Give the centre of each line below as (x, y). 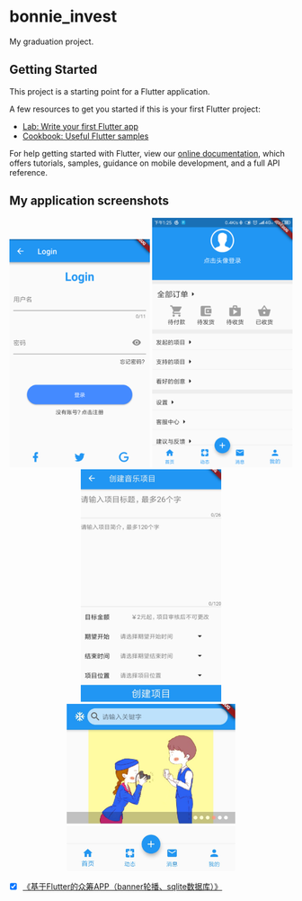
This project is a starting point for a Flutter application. (110, 91)
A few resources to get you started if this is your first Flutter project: (135, 109)
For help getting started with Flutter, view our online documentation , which (147, 153)
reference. (28, 172)
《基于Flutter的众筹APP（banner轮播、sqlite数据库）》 (122, 886)
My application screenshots (89, 201)
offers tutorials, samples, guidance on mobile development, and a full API (145, 163)
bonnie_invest (63, 17)
